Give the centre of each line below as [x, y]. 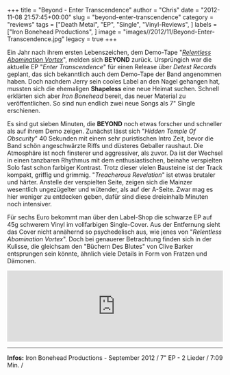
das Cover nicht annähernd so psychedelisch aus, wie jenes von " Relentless [115, 232]
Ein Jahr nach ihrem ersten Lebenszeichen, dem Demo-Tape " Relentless [109, 52]
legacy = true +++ [92, 39]
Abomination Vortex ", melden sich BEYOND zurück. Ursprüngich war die [110, 60]
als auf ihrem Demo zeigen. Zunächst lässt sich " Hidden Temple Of [102, 131]
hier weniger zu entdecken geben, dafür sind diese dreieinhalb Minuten [108, 197]
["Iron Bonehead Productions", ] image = [64, 32]
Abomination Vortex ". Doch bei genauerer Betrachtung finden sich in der [110, 239]
